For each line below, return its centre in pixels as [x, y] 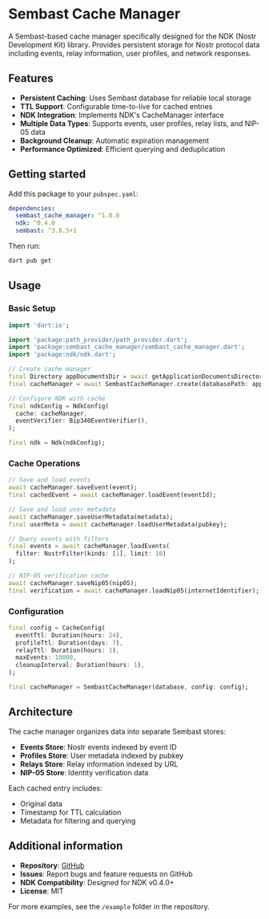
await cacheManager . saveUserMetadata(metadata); [91, 517]
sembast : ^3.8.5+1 [46, 231]
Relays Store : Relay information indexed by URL [99, 764]
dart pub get [30, 261]
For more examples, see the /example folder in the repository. [109, 906]
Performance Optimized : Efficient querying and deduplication [122, 148]
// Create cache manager [50, 369]
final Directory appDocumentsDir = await [78, 376]
